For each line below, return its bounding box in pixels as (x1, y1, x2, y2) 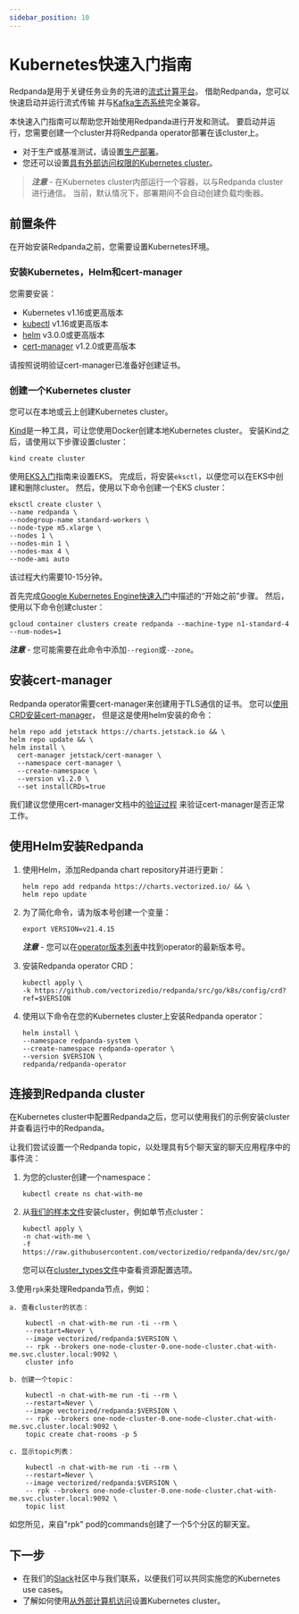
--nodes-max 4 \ (9, 546, 70, 555)
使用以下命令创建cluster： (9, 601, 105, 613)
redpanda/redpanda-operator (21, 1060, 127, 1069)
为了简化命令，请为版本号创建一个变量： (21, 907, 171, 917)
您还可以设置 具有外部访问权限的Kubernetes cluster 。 (21, 157, 218, 168)
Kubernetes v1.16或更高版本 (21, 307, 124, 317)
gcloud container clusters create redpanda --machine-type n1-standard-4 (9, 619, 290, 629)
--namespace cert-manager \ (17, 758, 122, 767)
